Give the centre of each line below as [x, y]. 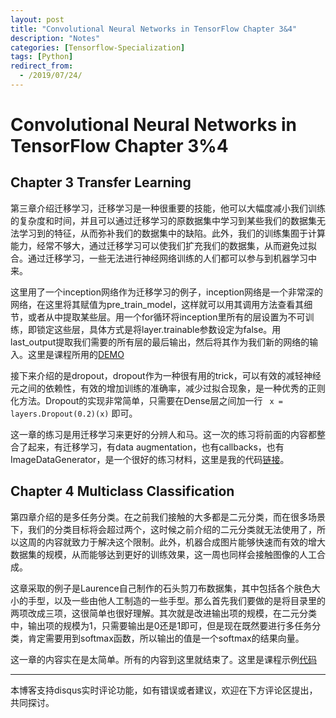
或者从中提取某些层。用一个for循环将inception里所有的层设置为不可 [166, 317]
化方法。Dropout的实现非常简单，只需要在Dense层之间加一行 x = [147, 400]
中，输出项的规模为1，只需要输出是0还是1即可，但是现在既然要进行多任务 [161, 625]
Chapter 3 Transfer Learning [101, 182]
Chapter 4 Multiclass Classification [122, 491]
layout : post [37, 19]
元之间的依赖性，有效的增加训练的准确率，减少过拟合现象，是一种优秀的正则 [168, 388]
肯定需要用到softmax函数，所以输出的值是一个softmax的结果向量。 [166, 638]
